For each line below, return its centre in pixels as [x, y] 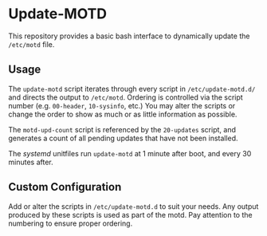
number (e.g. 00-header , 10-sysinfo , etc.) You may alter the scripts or [122, 105]
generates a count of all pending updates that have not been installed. [123, 138]
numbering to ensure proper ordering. [71, 223]
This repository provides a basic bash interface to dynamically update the [129, 36]
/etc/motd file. [31, 44]
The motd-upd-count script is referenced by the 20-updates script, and [122, 129]
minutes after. [31, 162]
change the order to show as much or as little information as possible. [123, 114]
